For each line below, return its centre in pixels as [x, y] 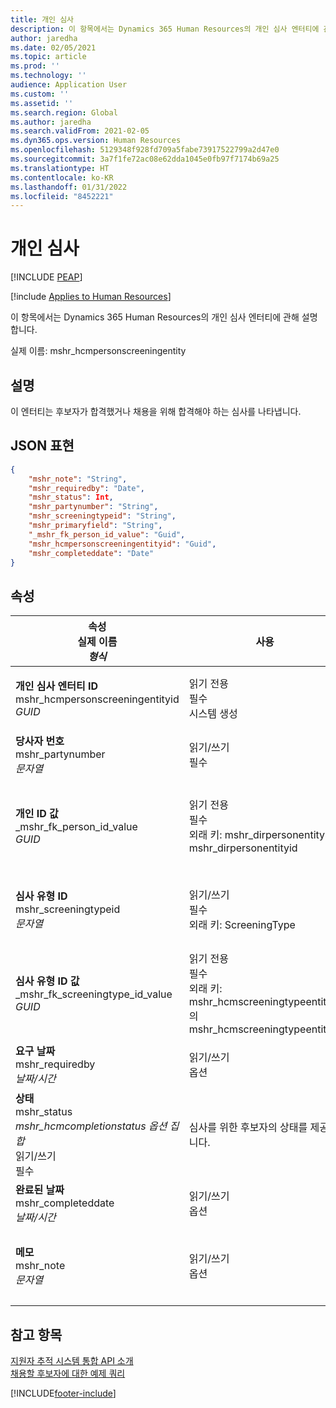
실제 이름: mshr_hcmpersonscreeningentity [98, 351]
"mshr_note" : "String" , [78, 479]
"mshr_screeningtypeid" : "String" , [102, 516]
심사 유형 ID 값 [47, 981]
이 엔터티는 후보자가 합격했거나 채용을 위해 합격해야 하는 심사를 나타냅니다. [156, 411]
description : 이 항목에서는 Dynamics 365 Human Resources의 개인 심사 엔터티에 [165, 29]
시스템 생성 [213, 714]
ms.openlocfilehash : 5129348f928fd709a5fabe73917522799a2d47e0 [145, 150]
